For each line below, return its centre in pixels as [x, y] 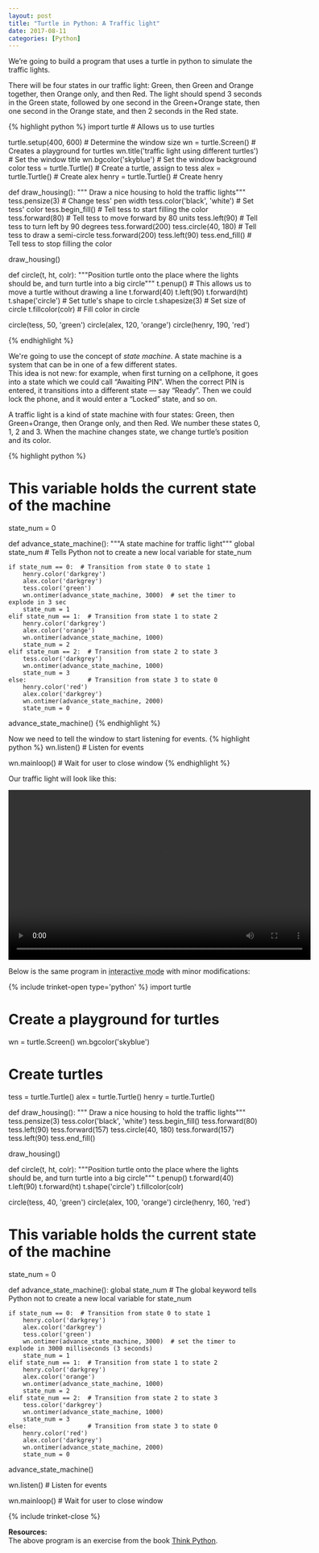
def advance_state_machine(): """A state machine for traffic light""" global [132, 544]
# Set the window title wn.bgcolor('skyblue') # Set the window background [133, 160]
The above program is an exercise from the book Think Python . [113, 1540]
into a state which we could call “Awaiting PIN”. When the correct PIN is [126, 382]
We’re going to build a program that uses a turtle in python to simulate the [130, 61]
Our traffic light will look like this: [62, 779]
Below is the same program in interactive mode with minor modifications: [129, 971]
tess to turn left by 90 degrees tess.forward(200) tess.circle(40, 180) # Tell [133, 227]
